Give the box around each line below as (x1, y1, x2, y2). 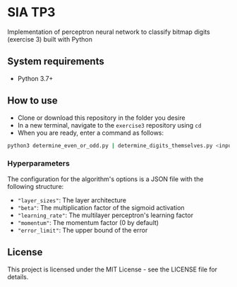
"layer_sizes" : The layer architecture (17, 195, 127, 204)
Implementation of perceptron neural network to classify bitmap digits (7, 28, 210, 36)
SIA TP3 (7, 4, 56, 20)
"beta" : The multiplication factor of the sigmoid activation (17, 203, 185, 212)
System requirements (7, 56, 104, 68)
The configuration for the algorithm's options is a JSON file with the (7, 174, 204, 183)
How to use (7, 94, 58, 106)
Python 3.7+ (17, 74, 54, 83)
